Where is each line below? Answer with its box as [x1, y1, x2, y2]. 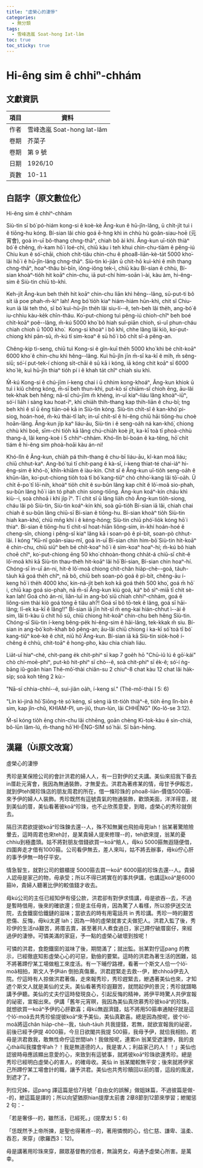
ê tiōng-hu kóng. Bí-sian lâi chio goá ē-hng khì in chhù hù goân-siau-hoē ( [6, 229, 192, 237]
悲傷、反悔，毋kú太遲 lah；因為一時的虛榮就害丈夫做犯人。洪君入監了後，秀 [6, 917, 196, 924]
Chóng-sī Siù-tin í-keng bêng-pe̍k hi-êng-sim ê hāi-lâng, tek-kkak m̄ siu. [6, 618, 187, 626]
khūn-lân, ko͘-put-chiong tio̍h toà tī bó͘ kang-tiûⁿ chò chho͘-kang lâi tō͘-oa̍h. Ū [6, 474, 196, 481]
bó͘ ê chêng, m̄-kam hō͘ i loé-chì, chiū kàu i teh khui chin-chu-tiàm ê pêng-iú [6, 243, 195, 251]
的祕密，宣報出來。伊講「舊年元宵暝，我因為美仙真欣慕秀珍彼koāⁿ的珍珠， [6, 997, 192, 1005]
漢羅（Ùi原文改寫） [6, 742, 79, 753]
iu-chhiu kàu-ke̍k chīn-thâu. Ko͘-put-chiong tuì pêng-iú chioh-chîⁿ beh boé [6, 312, 192, 319]
